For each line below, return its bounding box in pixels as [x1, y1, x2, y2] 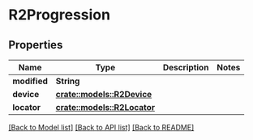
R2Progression [8, 6, 111, 24]
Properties [8, 38, 63, 52]
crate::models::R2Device [55, 89, 152, 100]
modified [12, 75, 49, 87]
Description [162, 62, 209, 73]
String [55, 75, 80, 87]
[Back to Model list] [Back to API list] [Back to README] [8, 123, 195, 132]
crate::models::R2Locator [55, 102, 156, 112]
